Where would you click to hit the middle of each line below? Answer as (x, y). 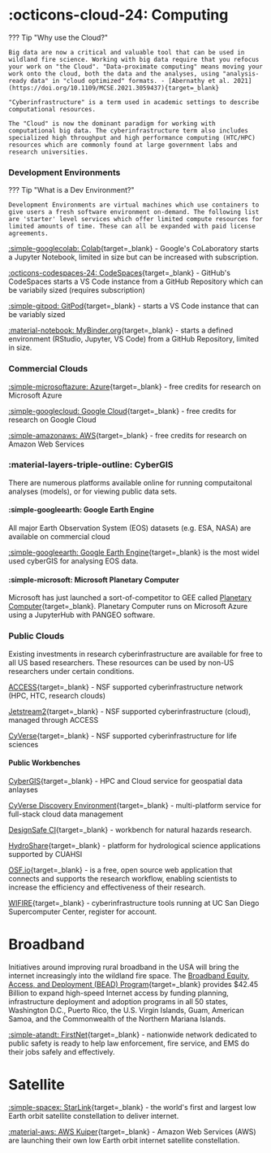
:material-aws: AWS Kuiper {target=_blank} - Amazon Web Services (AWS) (133, 1131)
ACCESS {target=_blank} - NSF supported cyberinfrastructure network (126, 687)
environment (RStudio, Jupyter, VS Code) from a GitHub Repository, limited (134, 339)
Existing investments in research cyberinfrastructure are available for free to (135, 654)
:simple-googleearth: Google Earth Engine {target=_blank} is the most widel (134, 553)
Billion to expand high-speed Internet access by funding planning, (118, 993)
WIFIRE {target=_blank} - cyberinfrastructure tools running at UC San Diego (134, 903)
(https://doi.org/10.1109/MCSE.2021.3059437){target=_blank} (114, 88)
